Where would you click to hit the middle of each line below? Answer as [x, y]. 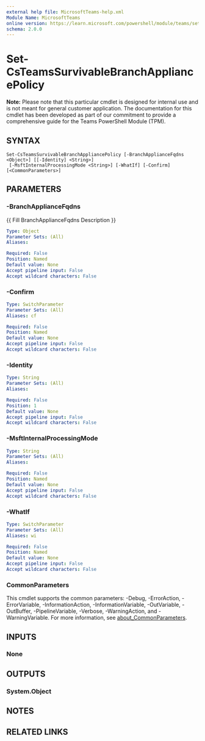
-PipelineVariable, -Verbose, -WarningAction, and [95, 611]
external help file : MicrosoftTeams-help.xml [65, 12]
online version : [27, 23]
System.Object [29, 691]
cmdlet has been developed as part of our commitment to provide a [91, 115]
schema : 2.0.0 [24, 29]
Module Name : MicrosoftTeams [43, 18]
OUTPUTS [26, 674]
